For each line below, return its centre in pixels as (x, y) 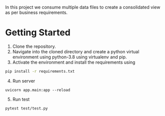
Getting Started (38, 33)
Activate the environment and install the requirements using (74, 62)
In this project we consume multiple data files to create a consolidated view (83, 7)
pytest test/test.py (27, 108)
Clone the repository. (34, 46)
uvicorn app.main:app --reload (38, 90)
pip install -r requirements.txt (40, 71)
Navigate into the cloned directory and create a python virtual (76, 51)
